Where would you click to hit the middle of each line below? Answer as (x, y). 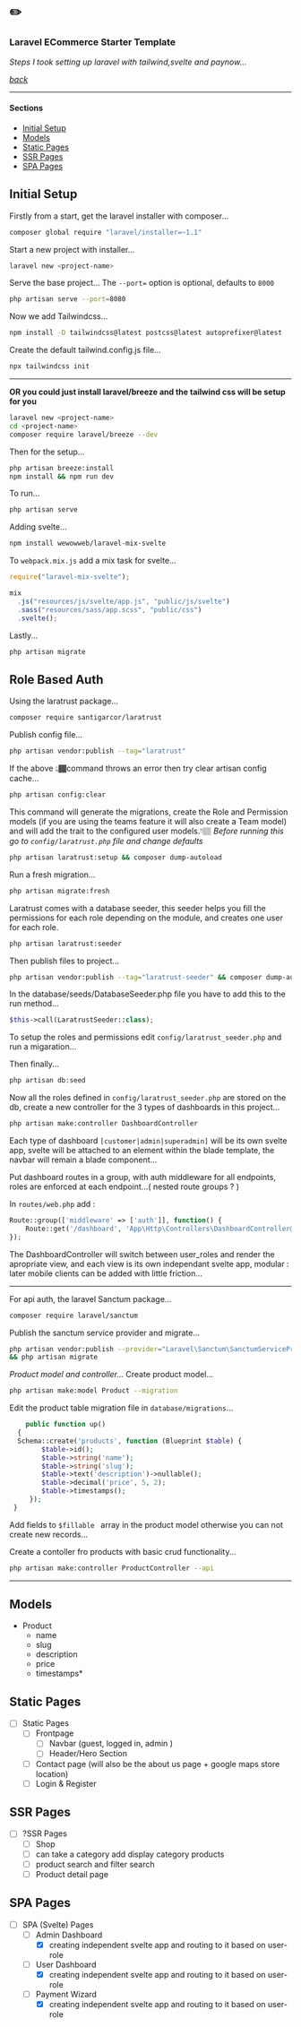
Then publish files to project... (64, 961)
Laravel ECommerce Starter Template (93, 42)
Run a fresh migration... (52, 875)
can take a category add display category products (130, 1854)
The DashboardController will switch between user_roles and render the (142, 1254)
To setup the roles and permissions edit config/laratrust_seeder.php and (146, 1037)
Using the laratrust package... (64, 701)
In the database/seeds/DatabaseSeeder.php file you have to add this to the (148, 994)
